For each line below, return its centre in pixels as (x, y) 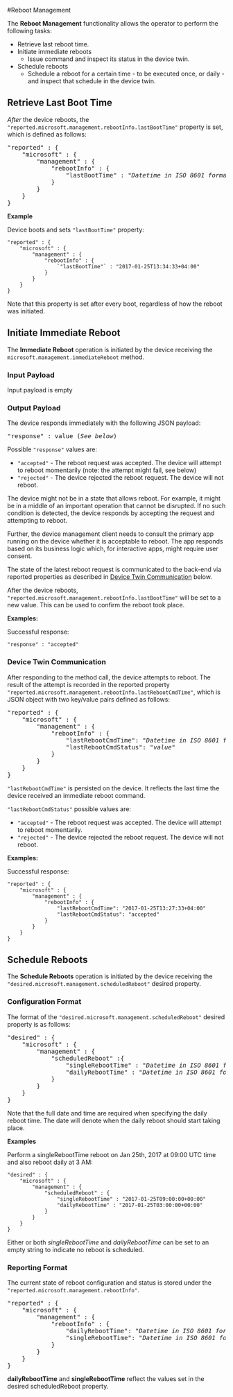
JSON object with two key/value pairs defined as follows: (88, 699)
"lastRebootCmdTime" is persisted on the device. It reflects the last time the (113, 788)
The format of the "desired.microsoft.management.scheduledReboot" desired (116, 1017)
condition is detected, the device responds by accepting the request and (111, 513)
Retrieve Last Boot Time (60, 103)
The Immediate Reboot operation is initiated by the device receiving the (110, 349)
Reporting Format (37, 1267)
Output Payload (34, 408)
